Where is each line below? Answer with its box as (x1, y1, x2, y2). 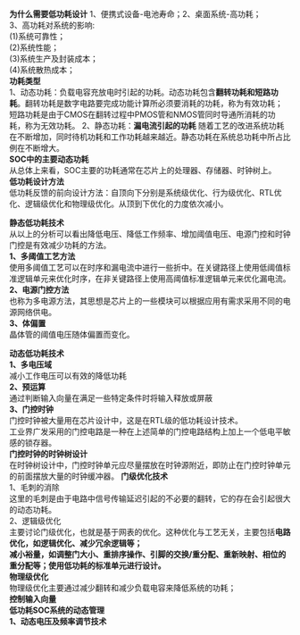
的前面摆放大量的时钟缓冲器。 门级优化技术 (9, 471, 168, 481)
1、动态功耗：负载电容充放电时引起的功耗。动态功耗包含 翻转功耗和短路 (9, 87, 271, 97)
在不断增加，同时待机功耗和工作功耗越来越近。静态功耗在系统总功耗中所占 (9, 131, 283, 142)
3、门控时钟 (9, 404, 54, 414)
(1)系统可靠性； (9, 31, 65, 41)
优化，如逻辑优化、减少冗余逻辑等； (9, 538, 143, 548)
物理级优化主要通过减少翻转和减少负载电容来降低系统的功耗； (9, 582, 237, 593)
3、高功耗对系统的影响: (9, 20, 96, 30)
